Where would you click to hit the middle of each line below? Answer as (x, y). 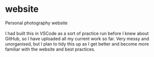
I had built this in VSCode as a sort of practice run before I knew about (77, 33)
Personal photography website (36, 23)
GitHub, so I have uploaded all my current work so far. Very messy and (77, 39)
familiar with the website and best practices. (50, 49)
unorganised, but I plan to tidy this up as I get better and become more (77, 44)
